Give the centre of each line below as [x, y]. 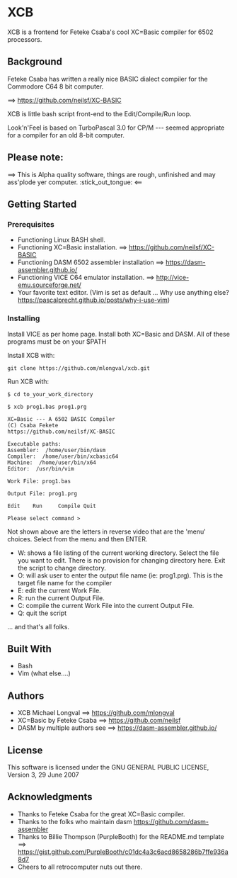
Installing [24, 318]
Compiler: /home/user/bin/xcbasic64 [63, 456]
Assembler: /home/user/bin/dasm [57, 450]
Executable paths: [34, 444]
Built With [29, 649]
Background [35, 62]
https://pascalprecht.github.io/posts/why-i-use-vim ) [94, 300]
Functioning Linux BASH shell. [62, 240]
